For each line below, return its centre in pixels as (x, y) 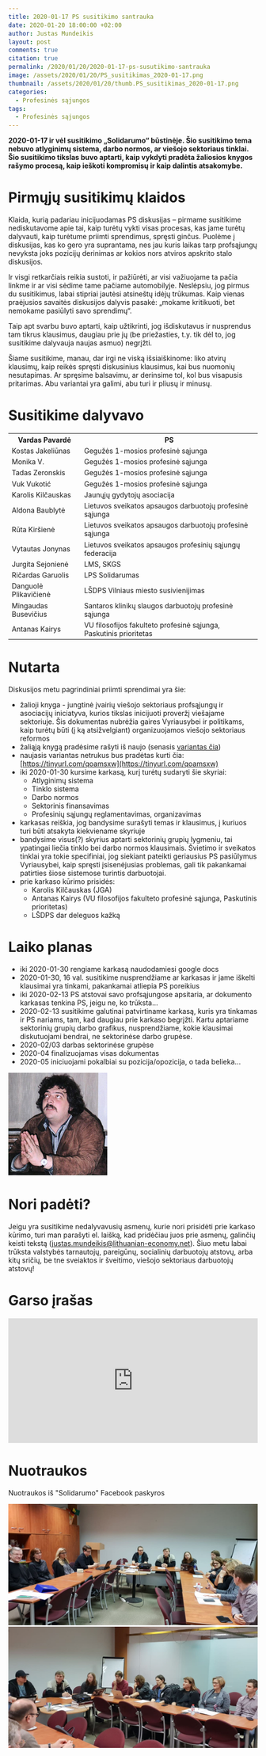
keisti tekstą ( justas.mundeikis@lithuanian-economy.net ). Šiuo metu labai (127, 1244)
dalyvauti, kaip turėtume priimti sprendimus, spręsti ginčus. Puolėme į (122, 237)
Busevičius (29, 614)
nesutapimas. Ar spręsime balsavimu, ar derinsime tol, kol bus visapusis (125, 375)
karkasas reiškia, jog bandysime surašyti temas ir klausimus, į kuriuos (133, 823)
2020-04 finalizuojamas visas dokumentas (89, 1053)
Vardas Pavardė (44, 440)
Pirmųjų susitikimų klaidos (97, 198)
